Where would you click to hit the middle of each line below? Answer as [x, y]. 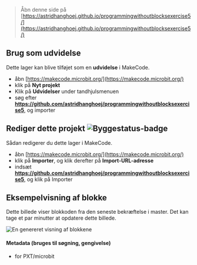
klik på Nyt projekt [37, 85]
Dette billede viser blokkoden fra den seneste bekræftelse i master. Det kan [97, 212]
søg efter [26, 97]
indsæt [23, 167]
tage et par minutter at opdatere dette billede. [61, 218]
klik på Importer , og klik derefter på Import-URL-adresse [84, 160]
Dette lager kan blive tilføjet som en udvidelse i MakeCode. [78, 67]
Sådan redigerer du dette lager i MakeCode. [59, 143]
